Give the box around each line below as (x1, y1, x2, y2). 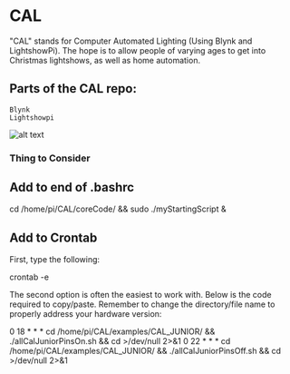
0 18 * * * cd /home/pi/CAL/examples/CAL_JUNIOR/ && (9, 326, 216, 337)
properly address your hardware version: (9, 309, 162, 320)
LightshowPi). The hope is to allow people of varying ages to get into (9, 44, 266, 55)
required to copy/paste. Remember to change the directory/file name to (9, 299, 275, 310)
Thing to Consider (9, 152, 91, 164)
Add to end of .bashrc (9, 180, 134, 195)
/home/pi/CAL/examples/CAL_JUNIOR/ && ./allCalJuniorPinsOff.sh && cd (9, 346, 282, 357)
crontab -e (9, 271, 50, 282)
